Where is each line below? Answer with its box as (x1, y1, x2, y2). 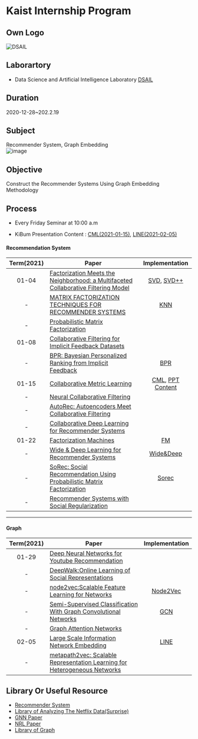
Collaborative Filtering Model (49, 284, 130, 292)
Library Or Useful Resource (6, 685, 108, 696)
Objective (6, 164, 43, 174)
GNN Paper (14, 714, 43, 721)
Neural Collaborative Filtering (49, 393, 131, 401)
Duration (6, 93, 39, 103)
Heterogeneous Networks (49, 666, 121, 674)
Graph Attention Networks (49, 625, 122, 633)
